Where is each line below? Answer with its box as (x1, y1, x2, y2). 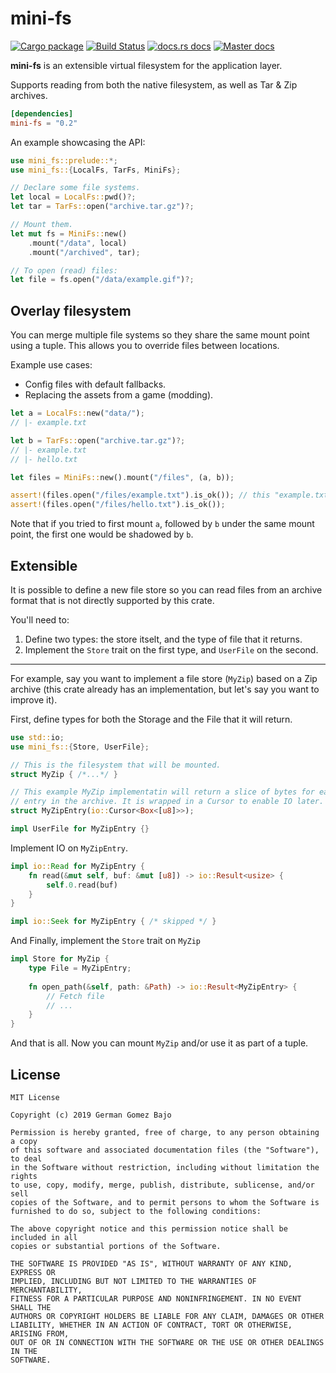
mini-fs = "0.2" (10, 118, 78, 128)
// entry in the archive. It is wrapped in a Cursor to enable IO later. (10, 797, 325, 807)
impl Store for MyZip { (10, 954, 110, 964)
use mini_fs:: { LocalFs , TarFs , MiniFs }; (10, 165, 182, 175)
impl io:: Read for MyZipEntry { (10, 861, 145, 871)
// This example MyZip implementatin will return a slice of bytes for (10, 787, 315, 797)
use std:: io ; (10, 732, 65, 742)
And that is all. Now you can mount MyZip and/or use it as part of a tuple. (10, 1037, 309, 1049)
